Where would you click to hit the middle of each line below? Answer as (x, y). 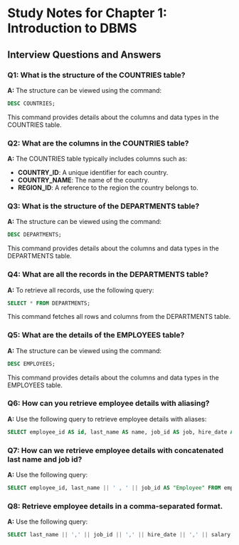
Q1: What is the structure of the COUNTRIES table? (97, 75)
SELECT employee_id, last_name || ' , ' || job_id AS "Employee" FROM (114, 488)
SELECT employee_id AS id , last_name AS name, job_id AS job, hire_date (117, 432)
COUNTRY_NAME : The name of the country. (83, 180)
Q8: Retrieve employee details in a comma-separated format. (115, 506)
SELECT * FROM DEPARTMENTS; (49, 303)
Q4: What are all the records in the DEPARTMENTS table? (108, 275)
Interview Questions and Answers (84, 55)
